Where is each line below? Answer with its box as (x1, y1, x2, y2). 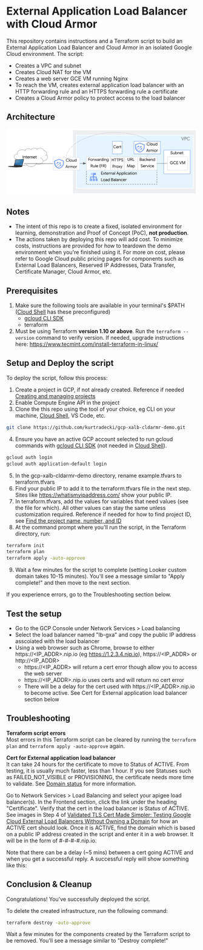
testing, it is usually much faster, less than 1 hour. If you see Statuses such (6, 767, 191, 774)
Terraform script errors (6, 729, 66, 737)
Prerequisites (6, 286, 58, 296)
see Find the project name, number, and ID (15, 517, 122, 524)
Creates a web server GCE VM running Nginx (15, 75, 128, 82)
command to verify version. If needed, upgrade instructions (35, 334, 185, 342)
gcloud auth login (6, 454, 53, 460)
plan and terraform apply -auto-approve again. (6, 742, 125, 749)
